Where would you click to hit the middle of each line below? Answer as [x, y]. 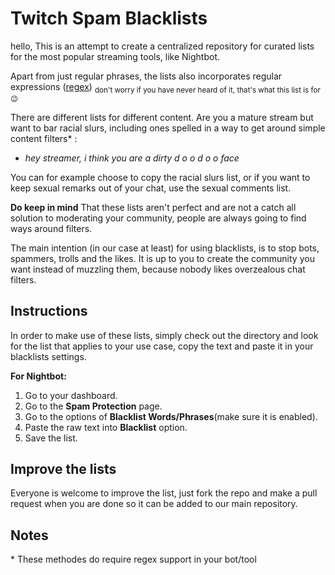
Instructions [49, 311]
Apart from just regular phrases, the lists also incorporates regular [146, 76]
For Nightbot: [38, 376]
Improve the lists [63, 468]
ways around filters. [51, 228]
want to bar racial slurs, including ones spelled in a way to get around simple [168, 128]
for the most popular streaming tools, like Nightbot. [115, 56]
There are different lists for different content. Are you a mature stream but [162, 117]
